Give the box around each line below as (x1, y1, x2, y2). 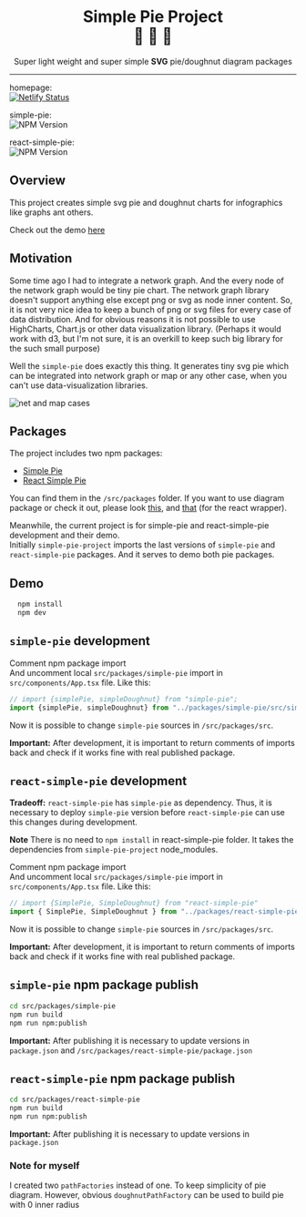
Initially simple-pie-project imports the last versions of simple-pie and (9, 539, 276, 550)
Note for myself (9, 1159, 80, 1171)
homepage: (9, 82, 53, 93)
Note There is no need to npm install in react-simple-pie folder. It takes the (9, 834, 294, 845)
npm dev (17, 608, 47, 618)
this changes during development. (9, 817, 138, 828)
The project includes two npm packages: (9, 448, 163, 459)
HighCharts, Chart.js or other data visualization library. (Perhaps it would (9, 323, 281, 334)
